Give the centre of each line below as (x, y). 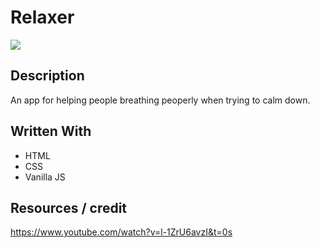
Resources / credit (69, 207)
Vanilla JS (45, 177)
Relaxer (42, 17)
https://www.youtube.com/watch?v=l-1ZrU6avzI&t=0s (121, 232)
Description (47, 76)
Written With (51, 131)
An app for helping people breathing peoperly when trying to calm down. (160, 100)
